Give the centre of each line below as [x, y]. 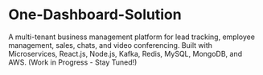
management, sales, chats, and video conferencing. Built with [111, 45]
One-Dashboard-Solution [95, 15]
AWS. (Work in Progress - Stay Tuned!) [73, 62]
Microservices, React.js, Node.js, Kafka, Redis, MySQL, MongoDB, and [125, 53]
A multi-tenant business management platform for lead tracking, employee [132, 37]
